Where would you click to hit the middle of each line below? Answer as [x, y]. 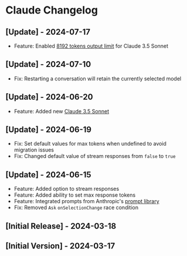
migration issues [34, 150]
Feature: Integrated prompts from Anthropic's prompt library [86, 201]
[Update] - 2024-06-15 [48, 175]
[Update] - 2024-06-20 [49, 97]
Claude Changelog [52, 10]
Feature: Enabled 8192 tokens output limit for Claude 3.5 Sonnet [91, 46]
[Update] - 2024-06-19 [49, 130]
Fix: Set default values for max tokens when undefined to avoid [90, 144]
